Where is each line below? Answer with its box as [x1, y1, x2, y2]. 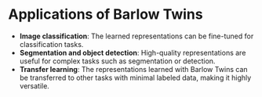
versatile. [19, 81, 49, 91]
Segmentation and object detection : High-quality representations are [19, 48, 246, 57]
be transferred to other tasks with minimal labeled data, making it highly [19, 73, 252, 82]
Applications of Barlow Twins [8, 5, 203, 23]
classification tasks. [19, 39, 84, 48]
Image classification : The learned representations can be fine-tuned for [19, 31, 254, 41]
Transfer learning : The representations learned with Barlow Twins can [19, 64, 249, 74]
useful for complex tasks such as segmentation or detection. [19, 56, 216, 66]
